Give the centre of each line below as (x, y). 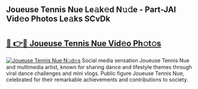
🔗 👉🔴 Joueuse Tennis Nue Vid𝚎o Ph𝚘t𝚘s (84, 43)
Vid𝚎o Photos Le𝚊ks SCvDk (58, 19)
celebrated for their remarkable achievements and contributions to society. (97, 80)
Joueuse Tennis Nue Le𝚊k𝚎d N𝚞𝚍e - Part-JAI (91, 10)
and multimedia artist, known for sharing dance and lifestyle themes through (99, 67)
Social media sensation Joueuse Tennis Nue (136, 60)
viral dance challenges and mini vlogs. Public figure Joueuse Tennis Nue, (95, 73)
